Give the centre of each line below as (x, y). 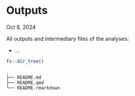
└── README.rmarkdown (33, 88)
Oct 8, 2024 (21, 27)
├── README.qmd (25, 82)
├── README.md (24, 77)
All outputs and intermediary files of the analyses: (67, 38)
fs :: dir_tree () (25, 61)
